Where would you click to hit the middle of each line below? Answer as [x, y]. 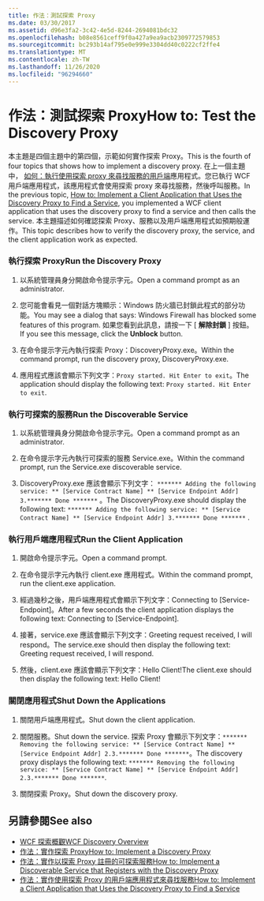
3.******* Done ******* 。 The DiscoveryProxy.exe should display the [133, 500]
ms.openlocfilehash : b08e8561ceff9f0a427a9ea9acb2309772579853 [114, 38]
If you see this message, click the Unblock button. [101, 333]
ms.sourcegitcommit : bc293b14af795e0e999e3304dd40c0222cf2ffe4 [114, 45]
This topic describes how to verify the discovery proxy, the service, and [139, 231]
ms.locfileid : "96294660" [50, 74]
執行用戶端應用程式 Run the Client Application [96, 539]
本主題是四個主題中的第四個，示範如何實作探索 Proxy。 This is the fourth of [130, 156]
